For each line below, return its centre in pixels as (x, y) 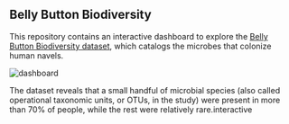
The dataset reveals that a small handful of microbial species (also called (145, 90)
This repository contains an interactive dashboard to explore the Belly (139, 36)
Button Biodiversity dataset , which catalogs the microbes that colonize (140, 46)
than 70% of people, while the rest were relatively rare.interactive (131, 109)
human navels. (37, 55)
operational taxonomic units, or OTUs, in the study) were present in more (145, 100)
